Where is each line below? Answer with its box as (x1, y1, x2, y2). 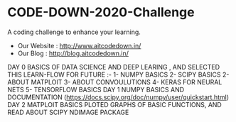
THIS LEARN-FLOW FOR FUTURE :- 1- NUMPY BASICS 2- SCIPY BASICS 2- (7, 70, 230, 79)
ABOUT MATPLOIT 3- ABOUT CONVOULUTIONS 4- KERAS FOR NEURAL (7, 77, 222, 86)
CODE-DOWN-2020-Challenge (7, 4, 195, 21)
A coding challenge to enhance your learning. (7, 28, 141, 36)
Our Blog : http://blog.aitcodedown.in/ (17, 49, 129, 57)
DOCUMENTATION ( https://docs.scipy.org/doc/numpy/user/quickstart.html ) (7, 93, 230, 101)
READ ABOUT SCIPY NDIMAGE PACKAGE (7, 108, 129, 116)
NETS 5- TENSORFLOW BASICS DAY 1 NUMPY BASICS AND (7, 85, 185, 94)
